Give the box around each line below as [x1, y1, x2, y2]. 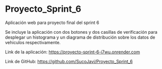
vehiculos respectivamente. [5, 39, 61, 45]
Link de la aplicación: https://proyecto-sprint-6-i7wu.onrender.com [5, 49, 140, 55]
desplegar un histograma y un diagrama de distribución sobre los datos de [5, 34, 156, 40]
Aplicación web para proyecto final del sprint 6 [5, 20, 99, 25]
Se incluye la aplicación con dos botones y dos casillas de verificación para [5, 29, 158, 35]
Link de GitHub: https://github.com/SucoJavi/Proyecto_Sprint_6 [5, 58, 133, 64]
